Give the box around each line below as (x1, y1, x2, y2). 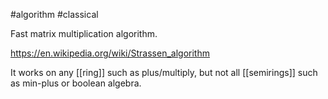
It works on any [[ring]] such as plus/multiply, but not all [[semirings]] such (10, 67, 318, 78)
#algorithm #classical (10, 9, 99, 20)
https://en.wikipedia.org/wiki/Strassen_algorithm (10, 47, 210, 59)
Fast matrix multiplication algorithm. (10, 28, 158, 39)
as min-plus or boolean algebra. (10, 77, 142, 89)
